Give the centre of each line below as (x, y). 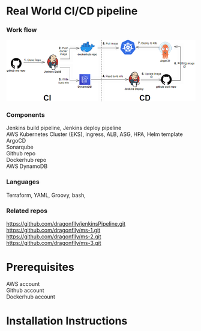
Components (25, 115)
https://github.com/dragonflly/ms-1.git (53, 230)
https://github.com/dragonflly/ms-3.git (54, 243)
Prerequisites (40, 268)
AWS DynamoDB (27, 166)
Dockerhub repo (26, 160)
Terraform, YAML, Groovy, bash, (46, 195)
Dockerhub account (31, 297)
